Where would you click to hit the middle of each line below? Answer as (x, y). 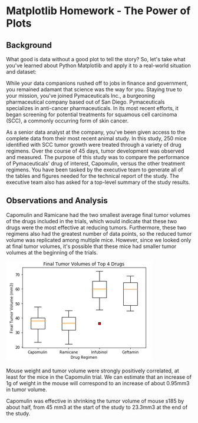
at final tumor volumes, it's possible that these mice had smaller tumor (91, 246)
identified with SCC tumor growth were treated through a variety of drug (94, 145)
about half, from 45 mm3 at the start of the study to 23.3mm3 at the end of (97, 407)
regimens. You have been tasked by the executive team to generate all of (95, 170)
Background (29, 45)
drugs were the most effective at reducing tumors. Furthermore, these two (96, 227)
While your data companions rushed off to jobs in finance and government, (97, 83)
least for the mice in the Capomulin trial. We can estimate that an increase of (99, 377)
